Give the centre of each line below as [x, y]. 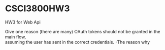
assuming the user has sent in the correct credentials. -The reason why [78, 42]
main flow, [16, 37]
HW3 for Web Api [23, 22]
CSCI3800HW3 [37, 9]
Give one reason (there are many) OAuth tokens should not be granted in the [83, 31]
